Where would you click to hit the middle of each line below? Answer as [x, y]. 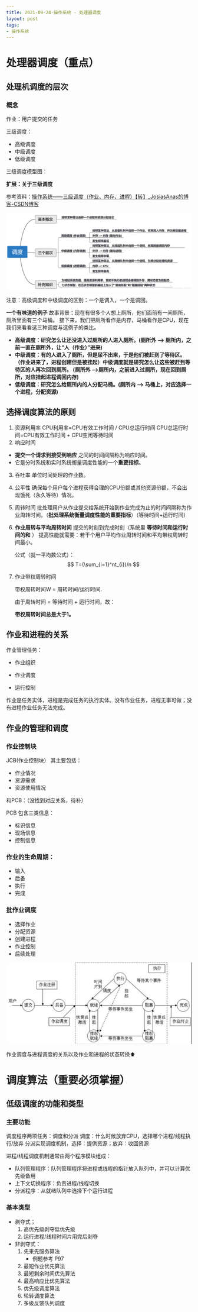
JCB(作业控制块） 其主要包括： [44, 761]
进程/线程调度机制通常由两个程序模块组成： [59, 1156]
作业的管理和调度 [37, 728]
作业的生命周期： [30, 857]
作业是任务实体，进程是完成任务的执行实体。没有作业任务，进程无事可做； [96, 700]
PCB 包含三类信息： [30, 813]
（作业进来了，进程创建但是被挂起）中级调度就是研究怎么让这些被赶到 [100, 362]
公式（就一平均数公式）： [44, 555]
